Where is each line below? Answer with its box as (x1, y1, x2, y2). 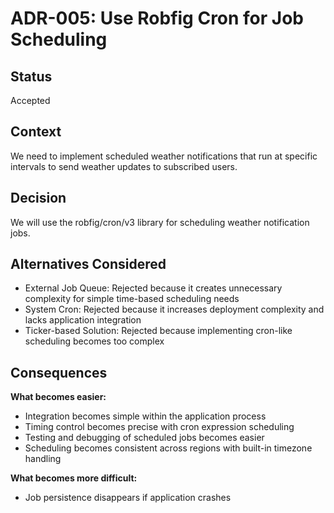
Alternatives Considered (10, 256, 167, 273)
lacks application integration (24, 314, 142, 326)
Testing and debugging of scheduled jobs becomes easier (24, 432, 265, 444)
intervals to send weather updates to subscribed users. (10, 160, 238, 172)
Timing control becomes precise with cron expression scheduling (24, 421, 295, 433)
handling (24, 453, 62, 465)
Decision (10, 190, 67, 207)
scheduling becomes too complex (24, 335, 165, 347)
